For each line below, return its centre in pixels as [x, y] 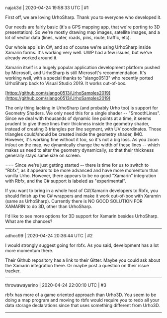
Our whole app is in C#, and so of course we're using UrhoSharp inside [78, 47]
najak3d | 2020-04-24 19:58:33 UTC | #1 [47, 8]
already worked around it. [32, 58]
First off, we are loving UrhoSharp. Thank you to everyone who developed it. [83, 17]
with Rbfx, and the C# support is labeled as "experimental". [66, 181]
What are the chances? [29, 221]
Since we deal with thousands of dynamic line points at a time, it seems [78, 118]
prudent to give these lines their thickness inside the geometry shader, [78, 124]
